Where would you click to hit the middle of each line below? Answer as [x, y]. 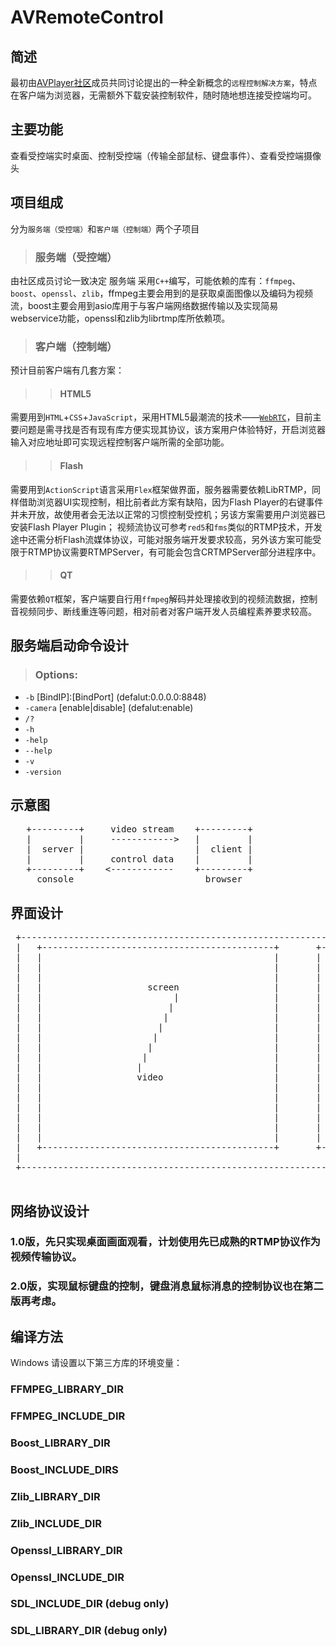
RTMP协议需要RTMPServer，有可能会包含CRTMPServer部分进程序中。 [174, 552]
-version [43, 772]
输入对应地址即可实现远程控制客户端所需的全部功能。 [120, 442]
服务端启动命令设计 [69, 646]
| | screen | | [168, 987]
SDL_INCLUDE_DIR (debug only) [90, 1604]
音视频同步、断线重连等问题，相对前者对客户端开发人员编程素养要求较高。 [163, 611]
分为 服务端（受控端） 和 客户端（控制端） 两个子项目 [105, 228]
